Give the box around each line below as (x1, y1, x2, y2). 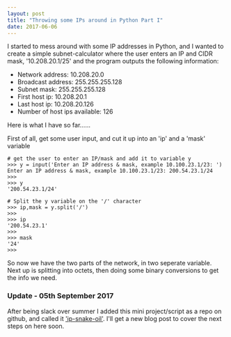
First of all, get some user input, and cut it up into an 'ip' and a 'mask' (7, 134, 206, 143)
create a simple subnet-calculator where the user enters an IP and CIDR (7, 49, 214, 58)
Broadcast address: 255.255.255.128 (17, 78, 122, 86)
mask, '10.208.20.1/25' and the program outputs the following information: (7, 57, 219, 65)
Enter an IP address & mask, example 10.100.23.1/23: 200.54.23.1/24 (7, 168, 214, 175)
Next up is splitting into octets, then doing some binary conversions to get (7, 266, 219, 275)
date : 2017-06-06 (7, 23, 58, 30)
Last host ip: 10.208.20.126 (17, 100, 94, 109)
